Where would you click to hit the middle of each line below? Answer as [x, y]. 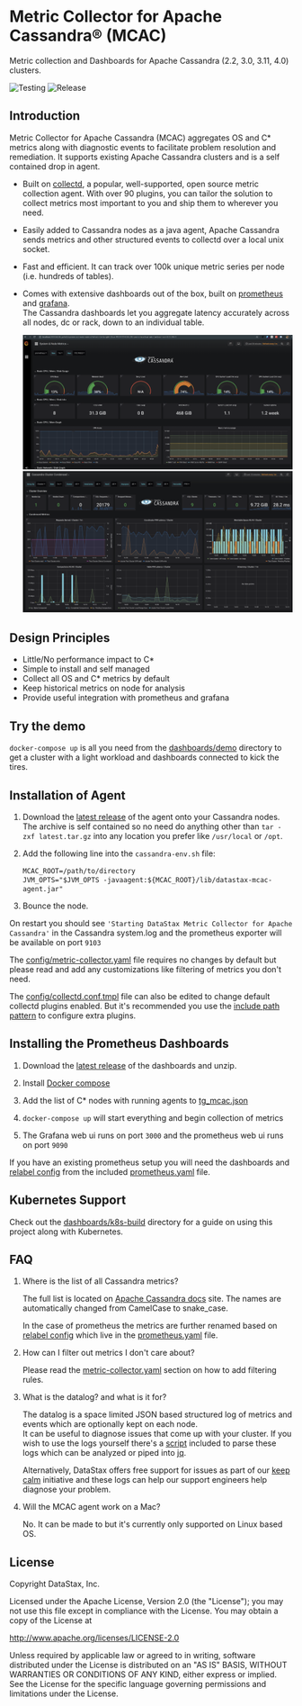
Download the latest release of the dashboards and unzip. [129, 1065]
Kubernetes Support [68, 1201]
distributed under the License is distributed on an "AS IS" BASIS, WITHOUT [148, 1665]
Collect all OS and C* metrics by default [96, 679]
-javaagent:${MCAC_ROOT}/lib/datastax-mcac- [187, 880]
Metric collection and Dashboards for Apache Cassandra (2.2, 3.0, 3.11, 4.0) [149, 60]
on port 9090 [45, 1144]
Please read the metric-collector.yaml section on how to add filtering [149, 1370]
